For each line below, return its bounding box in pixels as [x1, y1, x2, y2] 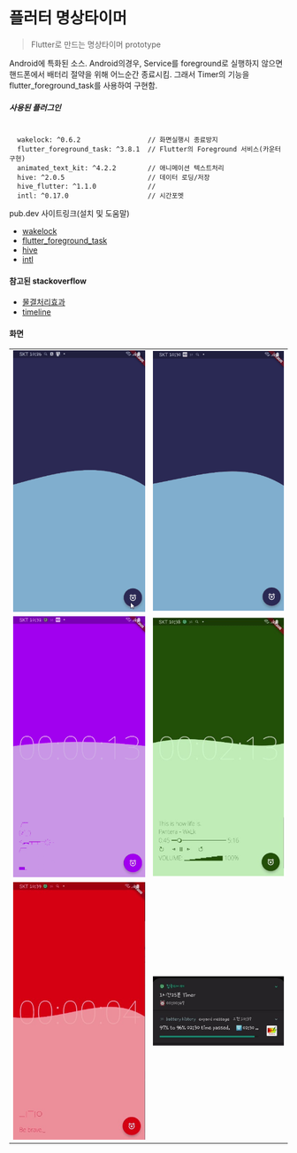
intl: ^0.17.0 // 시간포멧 [17, 191, 184, 200]
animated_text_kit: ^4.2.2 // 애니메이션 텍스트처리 [17, 163, 225, 173]
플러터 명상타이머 [9, 8, 127, 28]
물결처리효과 [21, 297, 66, 308]
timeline [21, 307, 51, 317]
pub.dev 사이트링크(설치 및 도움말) [9, 207, 130, 218]
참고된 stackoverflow [9, 276, 87, 286]
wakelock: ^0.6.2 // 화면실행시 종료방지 [17, 135, 218, 144]
